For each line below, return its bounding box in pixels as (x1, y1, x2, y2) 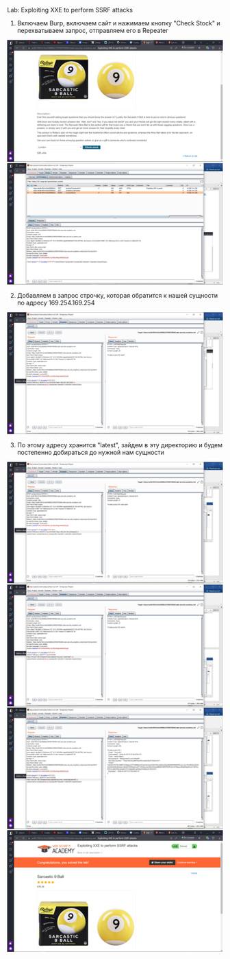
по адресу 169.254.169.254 (16, 298, 95, 307)
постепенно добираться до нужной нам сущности (16, 448, 164, 456)
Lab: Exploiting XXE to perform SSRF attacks (7, 6, 133, 14)
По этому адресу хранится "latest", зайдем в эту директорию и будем (16, 440, 222, 449)
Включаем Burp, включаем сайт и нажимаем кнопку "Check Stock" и (16, 19, 220, 27)
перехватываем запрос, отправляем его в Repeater (16, 27, 168, 34)
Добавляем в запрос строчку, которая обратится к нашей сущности (16, 292, 218, 299)
